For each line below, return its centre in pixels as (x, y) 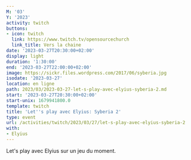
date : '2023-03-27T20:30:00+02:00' (50, 51)
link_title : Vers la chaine (47, 45)
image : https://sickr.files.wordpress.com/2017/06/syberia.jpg (87, 73)
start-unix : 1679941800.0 (38, 100)
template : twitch (28, 106)
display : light (25, 56)
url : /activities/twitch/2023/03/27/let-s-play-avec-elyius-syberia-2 (96, 123)
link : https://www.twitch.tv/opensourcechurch (70, 39)
